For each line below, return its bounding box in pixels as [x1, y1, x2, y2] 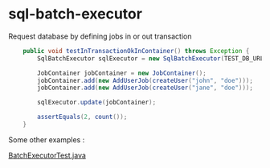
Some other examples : [8, 134, 85, 145]
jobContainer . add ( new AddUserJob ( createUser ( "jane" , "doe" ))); [37, 84, 253, 92]
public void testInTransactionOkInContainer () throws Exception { [22, 47, 250, 55]
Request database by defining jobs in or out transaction [8, 31, 192, 41]
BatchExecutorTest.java [8, 150, 87, 160]
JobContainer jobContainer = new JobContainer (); [37, 69, 207, 77]
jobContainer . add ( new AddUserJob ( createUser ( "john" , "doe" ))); [37, 76, 253, 84]
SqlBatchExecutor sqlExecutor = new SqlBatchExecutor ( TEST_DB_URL [37, 54, 264, 63]
